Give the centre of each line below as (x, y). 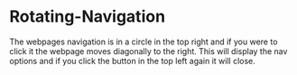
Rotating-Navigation (87, 17)
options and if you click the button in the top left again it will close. (132, 61)
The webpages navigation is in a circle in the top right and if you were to (144, 42)
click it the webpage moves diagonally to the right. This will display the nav (148, 51)
